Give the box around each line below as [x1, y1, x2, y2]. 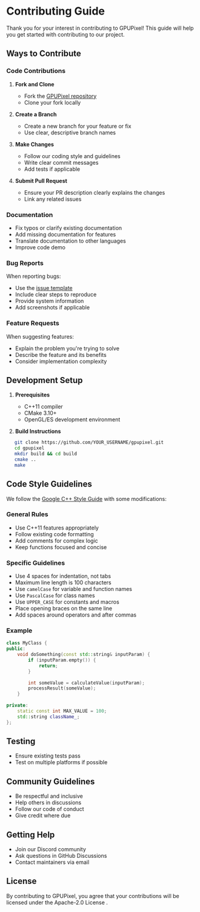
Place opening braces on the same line [15, 605, 113, 612]
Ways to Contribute [6, 49, 81, 59]
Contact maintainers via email [15, 858, 90, 866]
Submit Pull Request [15, 177, 68, 184]
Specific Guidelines [6, 558, 65, 567]
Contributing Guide [6, 4, 105, 18]
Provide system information [15, 297, 84, 305]
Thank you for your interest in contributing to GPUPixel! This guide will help [6, 24, 194, 32]
